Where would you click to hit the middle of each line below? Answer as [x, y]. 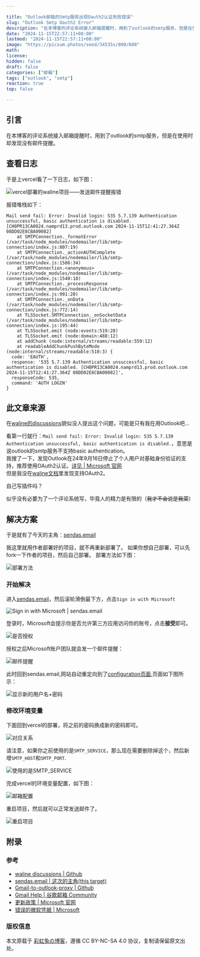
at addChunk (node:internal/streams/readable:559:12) [85, 341]
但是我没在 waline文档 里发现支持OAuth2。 [57, 473]
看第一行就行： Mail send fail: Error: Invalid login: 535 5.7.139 [90, 436]
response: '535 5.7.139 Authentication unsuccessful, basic [87, 362]
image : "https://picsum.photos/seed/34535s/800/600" [73, 45]
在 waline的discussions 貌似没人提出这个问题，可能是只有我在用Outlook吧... [98, 423]
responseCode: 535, [36, 378]
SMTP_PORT [53, 758]
